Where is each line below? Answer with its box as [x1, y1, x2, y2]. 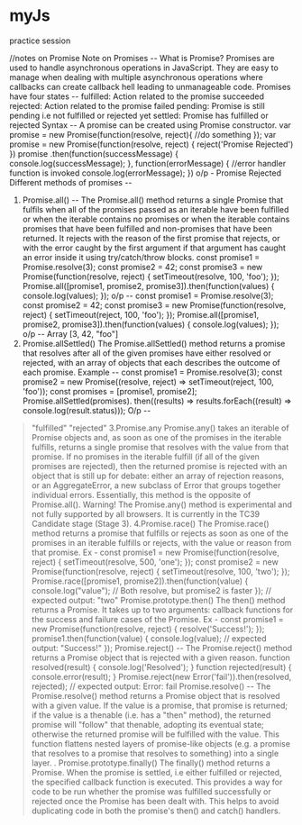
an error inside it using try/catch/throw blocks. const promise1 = [22, 251, 261, 262]
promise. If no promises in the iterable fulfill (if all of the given [31, 451, 260, 462]
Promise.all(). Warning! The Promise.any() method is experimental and [31, 499, 293, 510]
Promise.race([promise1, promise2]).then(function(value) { [31, 576, 249, 586]
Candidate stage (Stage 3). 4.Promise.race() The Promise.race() [31, 518, 270, 529]
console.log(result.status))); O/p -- [22, 404, 151, 415]
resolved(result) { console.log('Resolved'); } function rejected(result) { [31, 661, 292, 672]
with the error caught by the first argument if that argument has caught [22, 242, 287, 253]
